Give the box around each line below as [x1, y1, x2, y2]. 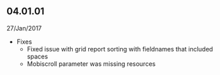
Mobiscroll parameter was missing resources [26, 59, 156, 68]
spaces [26, 52, 49, 60]
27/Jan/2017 [6, 24, 42, 32]
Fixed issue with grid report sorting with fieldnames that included [26, 44, 213, 53]
